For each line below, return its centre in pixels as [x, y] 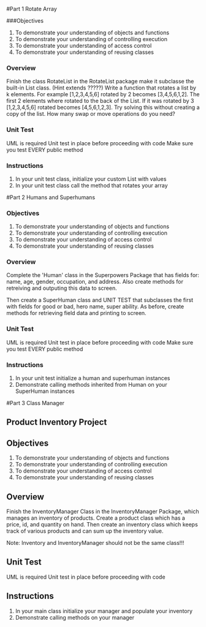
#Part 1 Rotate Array [32, 9]
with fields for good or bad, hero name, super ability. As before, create [95, 306]
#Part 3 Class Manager [36, 403]
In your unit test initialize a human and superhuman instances [93, 378]
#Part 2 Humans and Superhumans [51, 197]
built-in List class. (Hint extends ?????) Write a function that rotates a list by [101, 88]
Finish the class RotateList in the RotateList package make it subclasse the [100, 82]
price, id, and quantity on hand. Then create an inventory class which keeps [102, 525]
